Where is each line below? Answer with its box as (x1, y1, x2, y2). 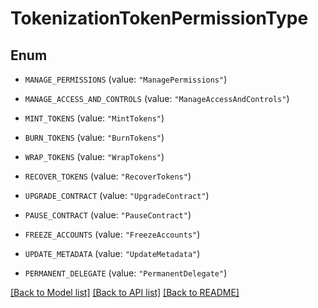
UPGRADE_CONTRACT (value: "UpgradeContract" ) (24, 190, 210, 201)
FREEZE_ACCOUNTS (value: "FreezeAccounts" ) (24, 228, 201, 240)
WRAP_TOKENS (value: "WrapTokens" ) (24, 151, 165, 162)
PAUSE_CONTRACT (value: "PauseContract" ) (24, 209, 192, 221)
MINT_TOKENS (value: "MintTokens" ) (24, 112, 165, 124)
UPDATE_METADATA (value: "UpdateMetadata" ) (24, 248, 201, 259)
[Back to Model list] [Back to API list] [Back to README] (10, 287, 240, 298)
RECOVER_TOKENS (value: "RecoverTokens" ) (24, 170, 192, 182)
